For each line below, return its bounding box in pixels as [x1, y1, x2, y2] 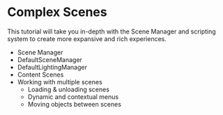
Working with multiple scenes [17, 77, 102, 86]
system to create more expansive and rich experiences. [7, 34, 167, 43]
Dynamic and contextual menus [27, 92, 119, 101]
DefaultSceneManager [17, 55, 82, 63]
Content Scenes [17, 70, 64, 79]
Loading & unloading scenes [27, 85, 110, 93]
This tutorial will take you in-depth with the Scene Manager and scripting [7, 27, 216, 36]
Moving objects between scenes [27, 100, 122, 108]
